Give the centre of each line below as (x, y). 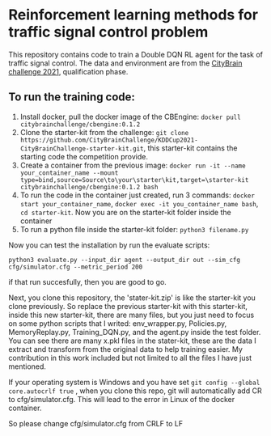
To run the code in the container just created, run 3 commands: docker (137, 195)
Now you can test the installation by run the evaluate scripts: (109, 245)
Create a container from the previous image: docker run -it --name (133, 165)
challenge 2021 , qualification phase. (68, 71)
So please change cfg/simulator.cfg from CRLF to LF (96, 423)
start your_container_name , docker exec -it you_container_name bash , (139, 203)
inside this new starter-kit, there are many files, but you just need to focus (131, 315)
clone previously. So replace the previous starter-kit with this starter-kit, (128, 306)
